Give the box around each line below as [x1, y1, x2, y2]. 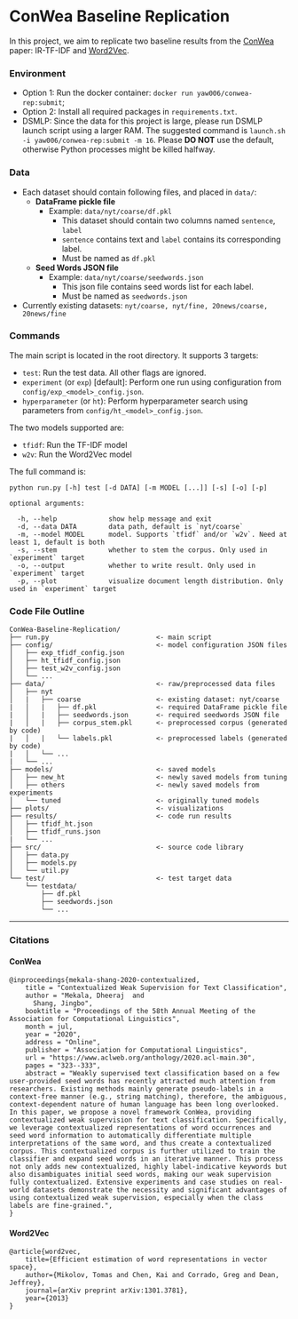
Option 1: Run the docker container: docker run [21, 87, 193, 99]
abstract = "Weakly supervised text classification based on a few [25, 1069, 279, 1078]
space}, [9, 1263, 38, 1272]
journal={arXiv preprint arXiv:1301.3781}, [25, 1286, 189, 1295]
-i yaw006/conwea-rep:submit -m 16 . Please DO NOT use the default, [21, 135, 275, 146]
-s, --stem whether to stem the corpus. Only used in [17, 545, 268, 555]
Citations [9, 934, 50, 947]
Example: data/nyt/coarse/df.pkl [48, 205, 173, 216]
